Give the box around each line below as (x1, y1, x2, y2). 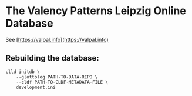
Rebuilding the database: (5, 53, 99, 63)
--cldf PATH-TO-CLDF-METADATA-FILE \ (16, 79, 109, 85)
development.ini (16, 84, 56, 90)
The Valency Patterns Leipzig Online (5, 4, 186, 18)
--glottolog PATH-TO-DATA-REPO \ (16, 74, 98, 80)
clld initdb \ (5, 69, 41, 75)
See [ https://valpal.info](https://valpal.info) (5, 36, 109, 43)
